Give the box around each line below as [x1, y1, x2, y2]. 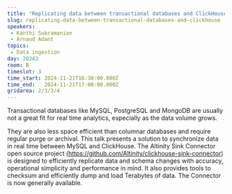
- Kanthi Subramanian [10, 29, 72, 37]
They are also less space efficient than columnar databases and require [7, 127, 211, 136]
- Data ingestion [10, 49, 60, 56]
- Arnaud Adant [10, 36, 54, 43]
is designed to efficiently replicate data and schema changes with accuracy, [7, 157, 224, 165]
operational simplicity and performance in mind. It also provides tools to [7, 164, 211, 173]
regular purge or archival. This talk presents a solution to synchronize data [7, 134, 219, 143]
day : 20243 [7, 55, 39, 62]
